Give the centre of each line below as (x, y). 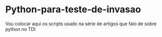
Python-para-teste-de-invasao (73, 10)
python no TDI (21, 29)
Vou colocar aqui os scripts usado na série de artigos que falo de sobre (81, 24)
